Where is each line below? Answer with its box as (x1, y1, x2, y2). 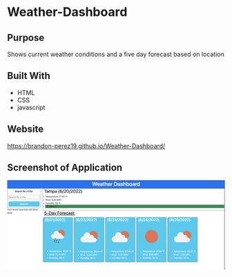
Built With (7, 70, 50, 82)
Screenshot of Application (7, 162, 123, 174)
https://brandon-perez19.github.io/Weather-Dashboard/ (7, 141, 166, 150)
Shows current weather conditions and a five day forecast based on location (7, 50, 224, 58)
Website (7, 123, 43, 135)
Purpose (7, 32, 45, 44)
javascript (17, 103, 46, 111)
